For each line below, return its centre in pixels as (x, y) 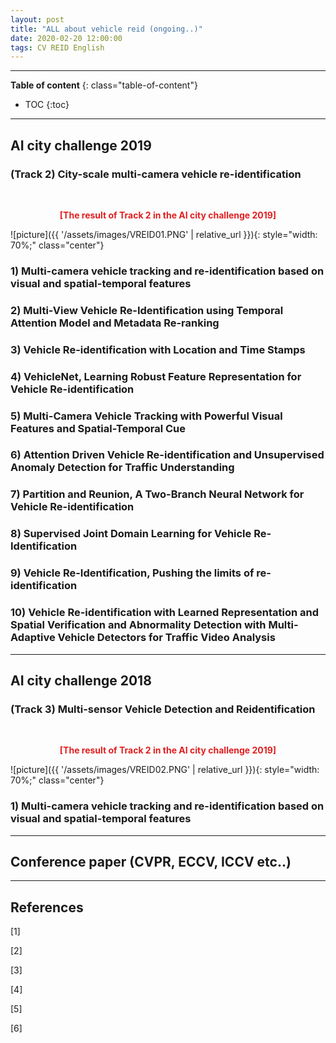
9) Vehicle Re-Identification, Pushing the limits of (132, 573)
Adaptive (33, 638)
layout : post (37, 19)
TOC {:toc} (47, 105)
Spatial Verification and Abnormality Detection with (138, 625)
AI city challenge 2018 (81, 680)
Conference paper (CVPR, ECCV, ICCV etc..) (151, 861)
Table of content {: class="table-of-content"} (104, 85)
